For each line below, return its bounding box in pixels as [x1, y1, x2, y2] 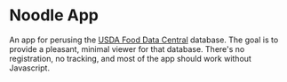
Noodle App [9, 5, 100, 26]
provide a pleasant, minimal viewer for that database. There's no [9, 43, 245, 54]
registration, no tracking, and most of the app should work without [9, 53, 251, 63]
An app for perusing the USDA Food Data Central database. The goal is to [9, 34, 279, 45]
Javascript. [9, 63, 51, 73]
